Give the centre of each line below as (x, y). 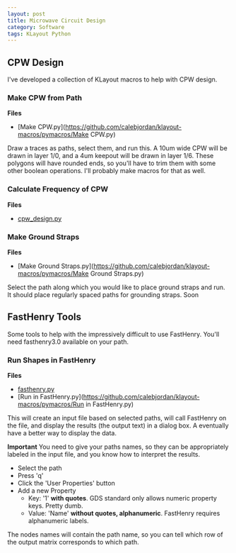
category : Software (36, 27)
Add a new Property (47, 491)
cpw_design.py (40, 218)
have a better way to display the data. (62, 433)
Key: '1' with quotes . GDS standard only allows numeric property (123, 498)
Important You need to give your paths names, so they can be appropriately (118, 447)
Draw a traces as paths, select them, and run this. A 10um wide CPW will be (117, 148)
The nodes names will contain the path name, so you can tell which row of (116, 535)
